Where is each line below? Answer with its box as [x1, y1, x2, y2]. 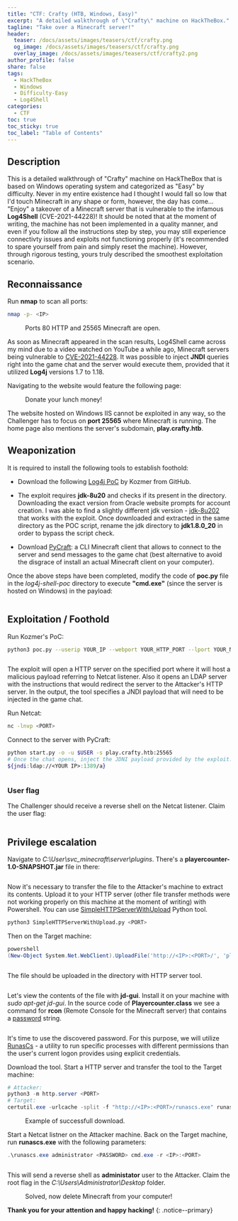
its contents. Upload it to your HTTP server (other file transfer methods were [7, 890, 230, 898]
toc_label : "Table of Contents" [7, 129, 103, 136]
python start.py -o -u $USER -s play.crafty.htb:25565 [7, 749, 173, 757]
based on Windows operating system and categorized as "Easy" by [7, 182, 204, 190]
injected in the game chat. [7, 695, 84, 704]
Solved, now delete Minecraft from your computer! [25, 1192, 173, 1200]
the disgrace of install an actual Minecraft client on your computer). [17, 557, 215, 566]
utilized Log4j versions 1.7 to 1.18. [7, 367, 105, 376]
